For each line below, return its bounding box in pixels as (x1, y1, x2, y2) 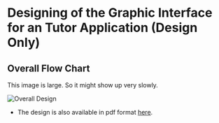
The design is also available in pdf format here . (17, 108, 153, 116)
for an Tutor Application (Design (7, 20, 198, 36)
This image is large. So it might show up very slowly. (7, 81, 159, 89)
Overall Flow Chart (7, 62, 90, 74)
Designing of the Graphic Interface (7, 5, 213, 21)
